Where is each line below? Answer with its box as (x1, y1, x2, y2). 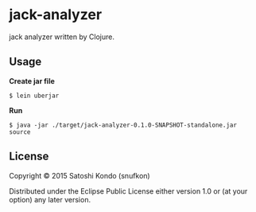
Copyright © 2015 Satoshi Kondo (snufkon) (9, 171, 150, 180)
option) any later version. (9, 194, 91, 204)
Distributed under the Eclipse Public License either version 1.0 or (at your (9, 186, 248, 196)
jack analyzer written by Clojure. (9, 32, 114, 41)
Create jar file (9, 76, 55, 85)
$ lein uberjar (9, 92, 60, 100)
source (9, 128, 31, 136)
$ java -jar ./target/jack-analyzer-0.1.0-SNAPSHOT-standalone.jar (9, 121, 238, 129)
